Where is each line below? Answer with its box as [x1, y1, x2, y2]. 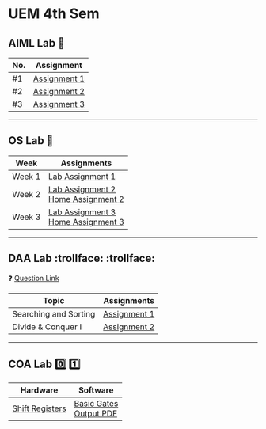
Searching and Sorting [12, 308, 96, 319]
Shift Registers [12, 403, 66, 414]
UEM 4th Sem [8, 5, 101, 23]
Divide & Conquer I [12, 321, 82, 332]
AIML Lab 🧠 [8, 36, 66, 50]
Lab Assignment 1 [48, 171, 116, 182]
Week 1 [12, 171, 41, 182]
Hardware [20, 385, 59, 396]
